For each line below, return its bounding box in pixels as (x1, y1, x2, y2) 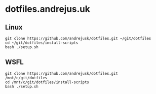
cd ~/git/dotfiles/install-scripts (5, 40, 78, 45)
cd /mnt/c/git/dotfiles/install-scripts (5, 80, 90, 85)
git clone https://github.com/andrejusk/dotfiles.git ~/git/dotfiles (5, 36, 152, 41)
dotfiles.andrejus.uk (5, 3, 90, 15)
